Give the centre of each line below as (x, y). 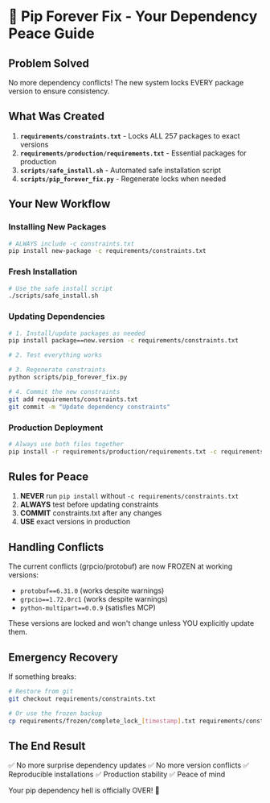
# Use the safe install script (61, 288)
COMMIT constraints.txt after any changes (91, 513)
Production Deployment (56, 428)
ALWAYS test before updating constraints (89, 505)
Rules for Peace (49, 477)
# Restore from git (41, 692)
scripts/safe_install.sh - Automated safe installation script (121, 170)
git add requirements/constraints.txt (73, 399)
